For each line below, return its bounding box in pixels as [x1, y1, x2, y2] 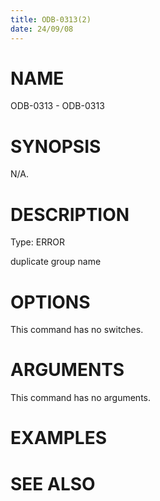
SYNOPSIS [10, 135, 102, 158]
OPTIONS [10, 291, 91, 313]
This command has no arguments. [10, 392, 151, 404]
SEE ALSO [10, 472, 96, 495]
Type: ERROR [10, 236, 65, 248]
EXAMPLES [10, 427, 107, 450]
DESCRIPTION [10, 203, 130, 226]
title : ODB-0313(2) [10, 14, 92, 25]
